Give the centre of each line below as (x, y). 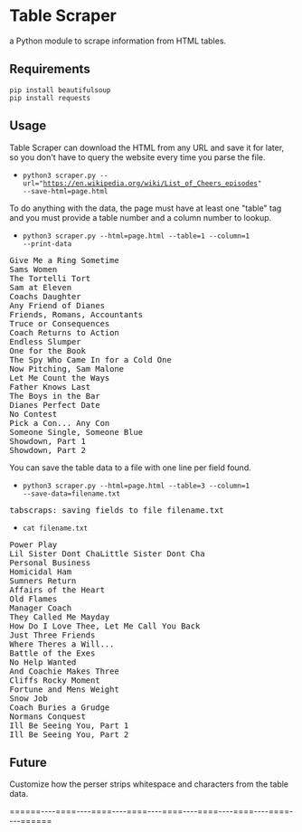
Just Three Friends (52, 635)
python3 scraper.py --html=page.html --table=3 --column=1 (136, 486)
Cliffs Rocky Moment (55, 680)
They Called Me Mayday (60, 617)
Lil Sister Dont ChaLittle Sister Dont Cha (107, 553)
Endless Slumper (45, 341)
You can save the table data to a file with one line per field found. (130, 468)
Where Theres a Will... (62, 644)
